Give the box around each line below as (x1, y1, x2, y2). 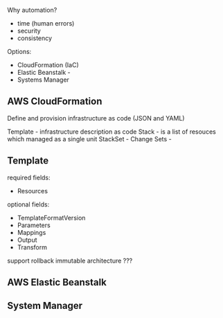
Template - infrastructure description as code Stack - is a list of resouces (7, 127, 216, 136)
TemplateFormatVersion (17, 213, 86, 222)
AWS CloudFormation (7, 96, 102, 107)
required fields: (7, 173, 51, 182)
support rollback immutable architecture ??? (7, 256, 133, 265)
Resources (17, 186, 48, 195)
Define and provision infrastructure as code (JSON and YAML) (7, 114, 185, 122)
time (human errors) (17, 19, 75, 27)
